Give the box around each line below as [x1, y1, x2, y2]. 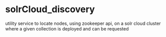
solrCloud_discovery [5, 4, 95, 15]
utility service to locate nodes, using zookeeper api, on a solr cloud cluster [5, 20, 161, 26]
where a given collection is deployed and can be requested [5, 25, 129, 31]
